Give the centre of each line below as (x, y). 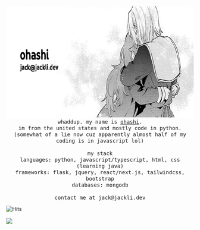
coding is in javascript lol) (100, 141)
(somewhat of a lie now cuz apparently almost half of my (100, 135)
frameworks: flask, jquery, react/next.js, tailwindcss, (100, 172)
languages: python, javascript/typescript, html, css (100, 160)
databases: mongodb (100, 185)
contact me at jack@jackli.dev (100, 198)
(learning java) (100, 166)
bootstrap (100, 179)
